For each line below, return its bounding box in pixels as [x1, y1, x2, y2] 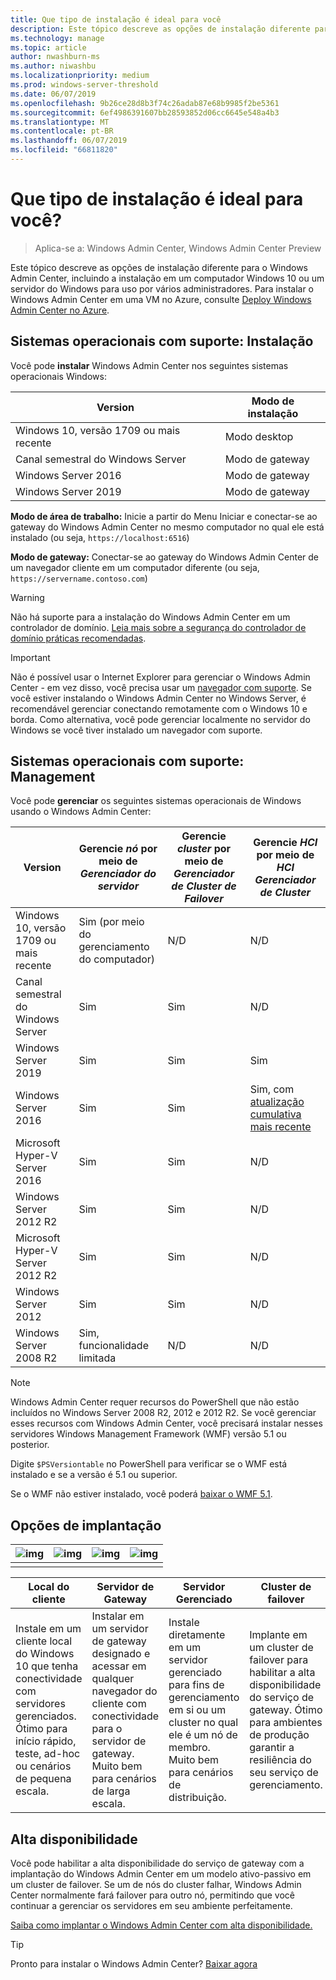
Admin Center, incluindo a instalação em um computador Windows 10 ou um [10, 272, 325, 284]
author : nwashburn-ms [10, 52, 101, 62]
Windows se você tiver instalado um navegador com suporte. [10, 724, 263, 736]
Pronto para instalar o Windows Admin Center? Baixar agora [10, 1958, 258, 1970]
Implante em [249, 1628, 308, 1642]
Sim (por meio [78, 915, 145, 929]
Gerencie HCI [253, 836, 318, 850]
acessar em [91, 1659, 147, 1673]
